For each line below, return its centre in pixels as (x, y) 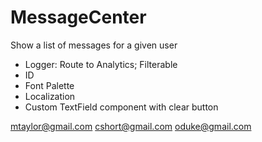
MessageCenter (78, 17)
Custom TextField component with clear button (121, 107)
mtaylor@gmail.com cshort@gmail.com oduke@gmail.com (131, 126)
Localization (50, 96)
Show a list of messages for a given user (94, 45)
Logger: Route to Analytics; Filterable (101, 64)
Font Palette (49, 85)
